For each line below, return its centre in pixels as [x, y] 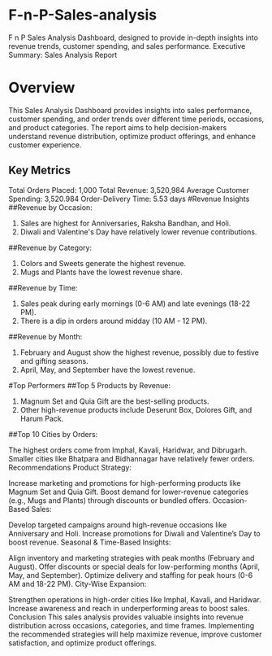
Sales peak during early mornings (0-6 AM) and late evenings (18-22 [135, 304]
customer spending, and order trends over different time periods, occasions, [136, 119]
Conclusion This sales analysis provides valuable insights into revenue [126, 617]
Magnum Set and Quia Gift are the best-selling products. [114, 401]
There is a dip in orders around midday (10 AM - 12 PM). [114, 321]
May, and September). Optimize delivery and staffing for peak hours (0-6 [131, 575]
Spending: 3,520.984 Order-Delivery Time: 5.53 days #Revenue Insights [129, 199]
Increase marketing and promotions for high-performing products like [125, 483]
